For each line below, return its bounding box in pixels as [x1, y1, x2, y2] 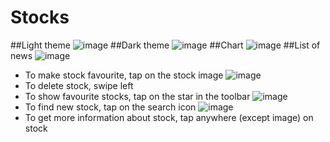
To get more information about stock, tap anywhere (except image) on [24, 111, 314, 123]
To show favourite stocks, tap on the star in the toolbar [24, 90, 251, 102]
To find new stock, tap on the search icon [24, 101, 197, 113]
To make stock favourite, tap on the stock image [24, 69, 224, 81]
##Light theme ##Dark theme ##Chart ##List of [10, 39, 321, 51]
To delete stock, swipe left [24, 79, 134, 91]
